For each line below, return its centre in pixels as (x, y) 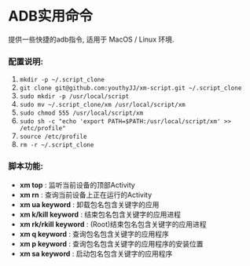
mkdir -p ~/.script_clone (62, 80)
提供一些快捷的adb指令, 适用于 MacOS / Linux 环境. (91, 39)
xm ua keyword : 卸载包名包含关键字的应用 (89, 204)
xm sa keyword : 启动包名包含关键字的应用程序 (96, 253)
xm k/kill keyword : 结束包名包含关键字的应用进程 (100, 214)
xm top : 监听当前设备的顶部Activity (77, 184)
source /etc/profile (53, 137)
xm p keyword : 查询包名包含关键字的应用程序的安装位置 (111, 243)
